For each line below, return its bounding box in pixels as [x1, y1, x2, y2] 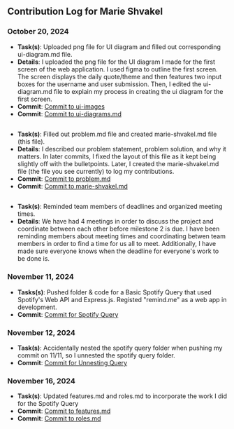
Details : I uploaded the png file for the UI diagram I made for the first [17, 57, 215, 66]
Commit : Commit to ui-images [17, 102, 105, 111]
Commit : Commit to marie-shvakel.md [17, 182, 128, 191]
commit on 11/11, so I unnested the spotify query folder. [17, 351, 176, 360]
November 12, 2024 [7, 327, 75, 337]
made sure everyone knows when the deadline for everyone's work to [17, 247, 219, 255]
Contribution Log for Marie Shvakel [7, 6, 163, 18]
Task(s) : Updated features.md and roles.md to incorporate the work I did [17, 392, 227, 400]
